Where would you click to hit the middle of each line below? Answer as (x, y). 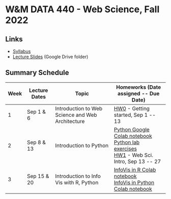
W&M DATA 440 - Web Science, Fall (82, 9)
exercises (125, 148)
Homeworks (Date (139, 87)
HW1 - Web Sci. (134, 155)
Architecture (70, 121)
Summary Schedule (37, 73)
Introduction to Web (79, 108)
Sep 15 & (38, 176)
